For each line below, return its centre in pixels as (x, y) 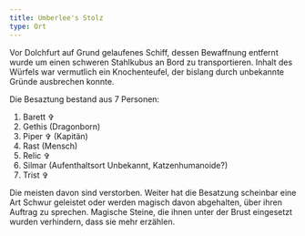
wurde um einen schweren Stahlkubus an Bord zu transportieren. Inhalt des (151, 62)
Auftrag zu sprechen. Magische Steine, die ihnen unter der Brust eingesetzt (151, 211)
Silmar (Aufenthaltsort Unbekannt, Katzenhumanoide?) (125, 165)
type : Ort (28, 26)
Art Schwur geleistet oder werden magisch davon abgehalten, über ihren (146, 202)
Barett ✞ (38, 117)
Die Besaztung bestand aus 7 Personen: (85, 99)
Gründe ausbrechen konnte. (62, 81)
